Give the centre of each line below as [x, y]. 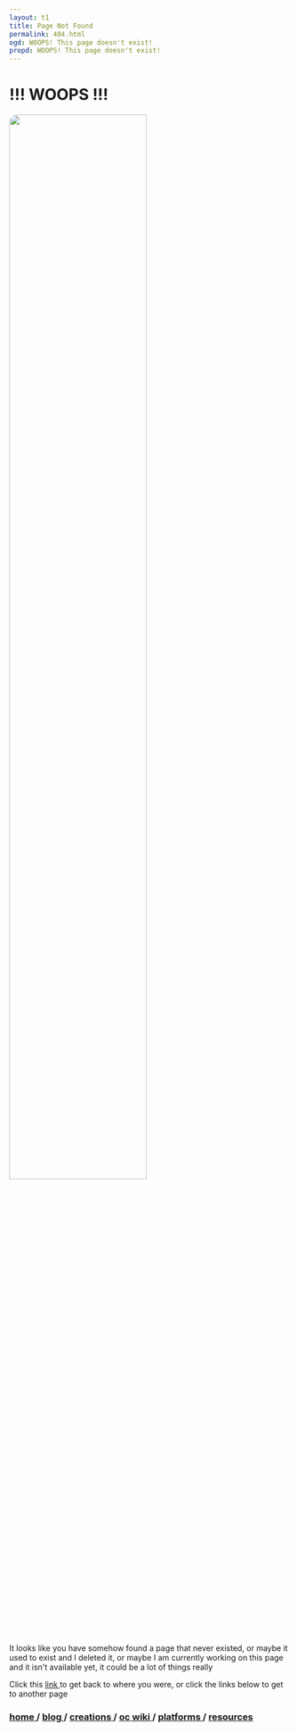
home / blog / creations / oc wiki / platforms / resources [131, 1717]
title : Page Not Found [51, 26]
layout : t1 [29, 17]
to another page [39, 1694]
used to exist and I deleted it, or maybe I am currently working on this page [147, 1658]
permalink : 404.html [48, 34]
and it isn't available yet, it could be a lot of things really [111, 1667]
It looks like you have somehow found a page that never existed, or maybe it [148, 1648]
